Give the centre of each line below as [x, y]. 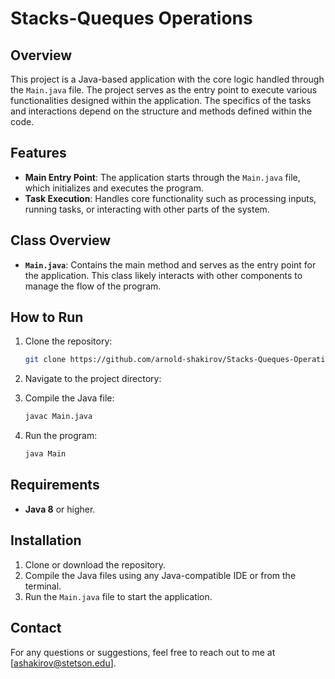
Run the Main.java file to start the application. [118, 596]
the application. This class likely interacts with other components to [163, 275]
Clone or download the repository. [95, 564]
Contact [36, 628]
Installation [46, 540]
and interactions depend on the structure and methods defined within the [161, 111]
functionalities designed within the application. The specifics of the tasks [161, 100]
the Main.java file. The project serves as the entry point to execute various [164, 90]
